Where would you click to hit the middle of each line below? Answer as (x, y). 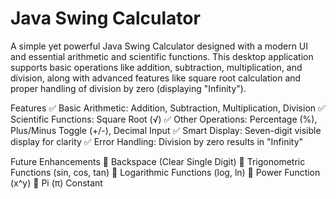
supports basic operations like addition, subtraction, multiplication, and (156, 67)
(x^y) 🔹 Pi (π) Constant (56, 183)
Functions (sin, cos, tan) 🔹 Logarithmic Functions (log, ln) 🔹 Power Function (165, 172)
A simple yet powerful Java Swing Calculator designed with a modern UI (159, 46)
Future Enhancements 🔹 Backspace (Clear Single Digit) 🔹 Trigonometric (158, 161)
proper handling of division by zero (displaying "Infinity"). (128, 88)
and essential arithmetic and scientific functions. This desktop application (162, 56)
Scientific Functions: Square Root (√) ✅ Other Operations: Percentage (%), (164, 119)
